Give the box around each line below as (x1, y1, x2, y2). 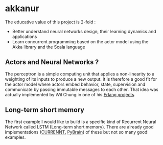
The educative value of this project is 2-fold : (5, 19, 96, 25)
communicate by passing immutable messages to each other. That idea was (5, 86, 159, 92)
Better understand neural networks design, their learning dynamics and (12, 28, 157, 34)
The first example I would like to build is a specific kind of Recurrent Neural (5, 119, 157, 125)
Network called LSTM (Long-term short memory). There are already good (5, 124, 154, 129)
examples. (5, 134, 26, 140)
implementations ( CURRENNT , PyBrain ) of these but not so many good (5, 129, 148, 135)
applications (12, 34, 37, 39)
